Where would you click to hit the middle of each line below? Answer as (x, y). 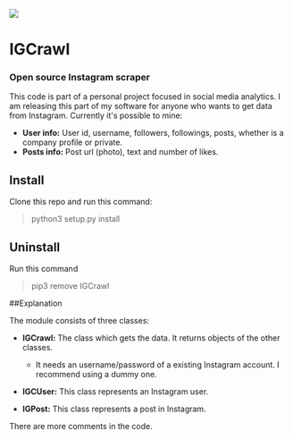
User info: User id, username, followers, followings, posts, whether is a (153, 133)
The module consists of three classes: (80, 321)
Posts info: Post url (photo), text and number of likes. (120, 152)
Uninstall (35, 247)
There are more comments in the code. (81, 426)
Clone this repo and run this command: (81, 202)
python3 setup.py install (75, 219)
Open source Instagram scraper (80, 78)
